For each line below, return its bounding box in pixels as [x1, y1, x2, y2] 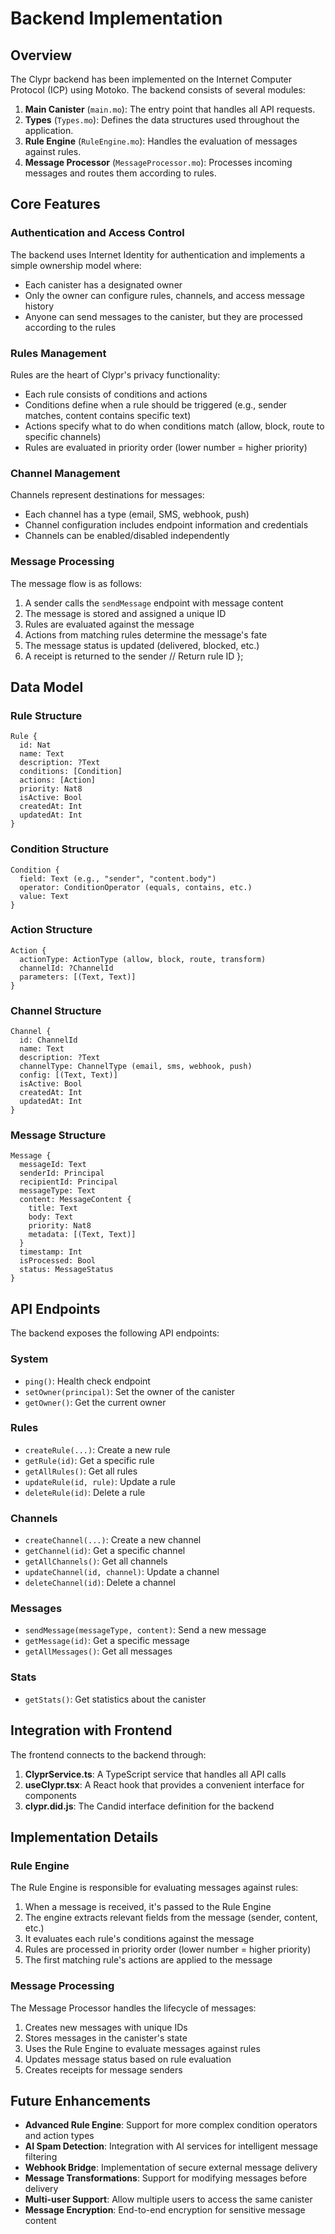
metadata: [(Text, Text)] [28, 1230, 137, 1240]
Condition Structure [10, 842, 109, 856]
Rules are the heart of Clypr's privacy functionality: [10, 368, 221, 381]
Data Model [10, 678, 84, 696]
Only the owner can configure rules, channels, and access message [24, 289, 305, 301]
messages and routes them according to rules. [24, 167, 217, 179]
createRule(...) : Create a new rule [24, 1443, 171, 1456]
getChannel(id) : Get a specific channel [24, 1545, 186, 1557]
